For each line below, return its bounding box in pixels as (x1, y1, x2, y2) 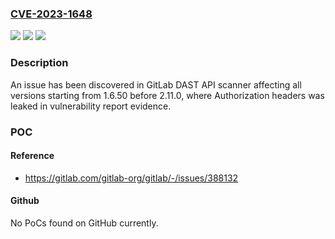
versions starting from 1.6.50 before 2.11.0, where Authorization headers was (10, 89, 325, 101)
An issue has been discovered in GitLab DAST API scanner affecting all (10, 78, 302, 91)
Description (10, 56, 69, 70)
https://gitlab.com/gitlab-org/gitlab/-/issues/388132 (24, 172, 239, 184)
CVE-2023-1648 (10, 7, 93, 21)
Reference (10, 150, 55, 162)
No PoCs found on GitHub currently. (10, 217, 159, 229)
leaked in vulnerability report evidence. (10, 100, 172, 112)
